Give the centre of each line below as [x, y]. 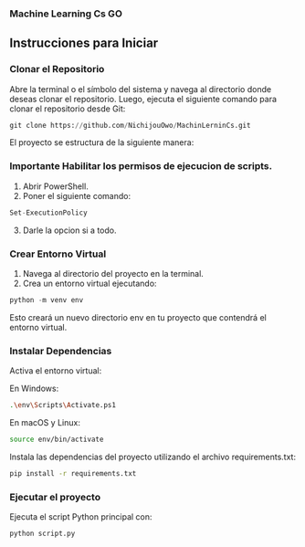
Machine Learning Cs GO [66, 14]
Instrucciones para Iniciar [84, 43]
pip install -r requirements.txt [73, 473]
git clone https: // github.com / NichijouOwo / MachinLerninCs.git [130, 125]
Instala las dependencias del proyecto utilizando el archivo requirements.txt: [153, 457]
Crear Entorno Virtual [58, 254]
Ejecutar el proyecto [55, 497]
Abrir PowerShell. [55, 186]
